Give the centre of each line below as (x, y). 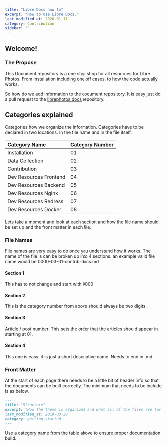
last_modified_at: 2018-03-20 (37, 414)
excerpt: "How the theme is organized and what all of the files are (79, 409)
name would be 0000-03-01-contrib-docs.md (52, 261)
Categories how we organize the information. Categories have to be (75, 127)
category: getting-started (33, 419)
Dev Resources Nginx (33, 193)
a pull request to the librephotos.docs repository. (55, 99)
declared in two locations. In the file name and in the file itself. (69, 132)
